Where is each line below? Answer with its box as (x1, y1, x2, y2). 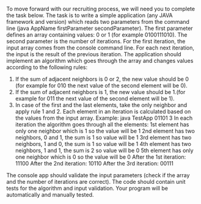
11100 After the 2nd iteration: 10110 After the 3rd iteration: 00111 (15, 160, 174, 167)
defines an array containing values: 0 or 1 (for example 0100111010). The (6, 31, 188, 38)
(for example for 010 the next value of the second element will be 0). (15, 82, 188, 89)
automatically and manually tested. (6, 191, 94, 198)
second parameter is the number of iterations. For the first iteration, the (6, 38, 186, 45)
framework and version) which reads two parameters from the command (6, 18, 189, 25)
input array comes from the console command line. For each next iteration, (6, 44, 194, 51)
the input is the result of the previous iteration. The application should (6, 51, 181, 57)
